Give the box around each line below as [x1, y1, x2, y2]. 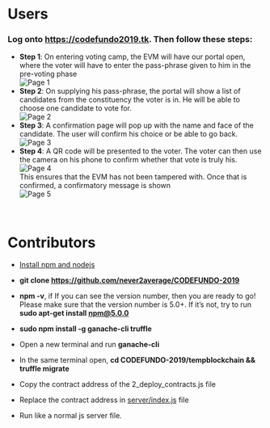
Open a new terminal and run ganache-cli [19, 340, 159, 350]
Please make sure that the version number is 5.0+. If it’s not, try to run [19, 300, 252, 309]
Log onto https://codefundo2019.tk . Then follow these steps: [7, 34, 253, 45]
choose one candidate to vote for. [19, 103, 133, 113]
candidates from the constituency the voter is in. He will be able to [19, 94, 240, 105]
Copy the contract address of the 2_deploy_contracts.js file [19, 380, 216, 389]
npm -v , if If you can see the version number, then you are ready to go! [19, 292, 256, 301]
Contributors [7, 233, 96, 251]
